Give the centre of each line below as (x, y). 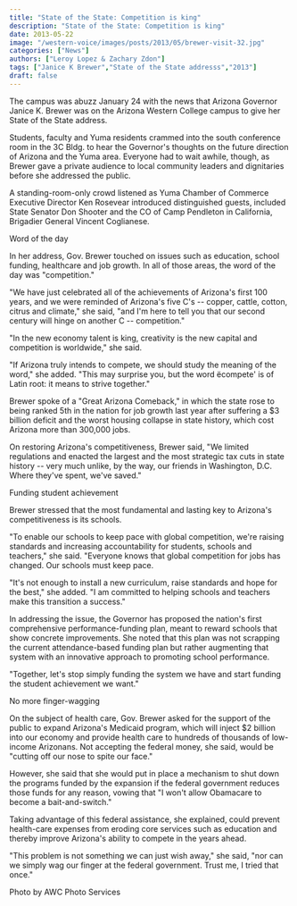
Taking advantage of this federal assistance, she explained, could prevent (145, 819)
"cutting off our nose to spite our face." (81, 756)
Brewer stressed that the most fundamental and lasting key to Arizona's (140, 509)
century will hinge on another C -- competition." (97, 320)
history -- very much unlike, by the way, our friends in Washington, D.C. (140, 466)
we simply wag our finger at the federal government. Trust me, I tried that (144, 865)
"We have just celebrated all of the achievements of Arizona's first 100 (138, 292)
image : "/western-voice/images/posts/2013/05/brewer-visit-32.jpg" (137, 42)
